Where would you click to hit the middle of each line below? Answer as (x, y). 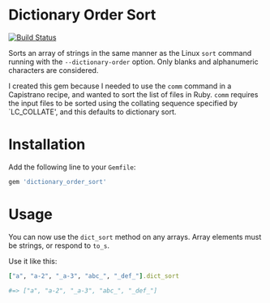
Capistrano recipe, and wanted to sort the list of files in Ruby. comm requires (133, 94)
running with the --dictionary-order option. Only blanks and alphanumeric (133, 62)
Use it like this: (33, 261)
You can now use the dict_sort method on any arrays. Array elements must (135, 237)
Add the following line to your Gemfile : (72, 167)
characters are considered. (54, 70)
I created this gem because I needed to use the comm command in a (120, 86)
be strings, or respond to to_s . (59, 245)
